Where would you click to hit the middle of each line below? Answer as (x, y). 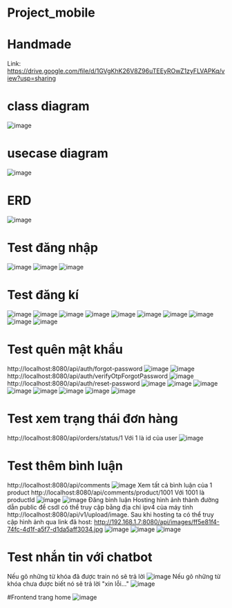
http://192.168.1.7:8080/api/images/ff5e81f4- (157, 521)
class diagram (48, 106)
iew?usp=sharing (32, 78)
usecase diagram (58, 153)
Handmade (39, 45)
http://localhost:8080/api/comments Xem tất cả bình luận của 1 (110, 485)
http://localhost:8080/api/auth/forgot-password (75, 368)
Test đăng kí (43, 295)
